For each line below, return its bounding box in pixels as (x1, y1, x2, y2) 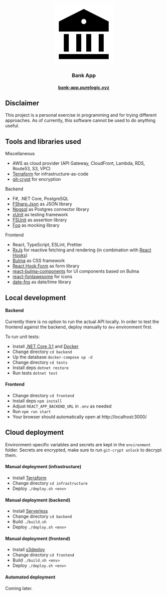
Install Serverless (12, 508, 48, 514)
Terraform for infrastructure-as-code (12, 171, 89, 177)
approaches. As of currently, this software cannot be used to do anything (5, 117, 156, 124)
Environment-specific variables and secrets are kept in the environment (5, 441, 151, 447)
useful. (5, 123, 19, 129)
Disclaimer (5, 99, 39, 107)
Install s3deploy (12, 546, 45, 552)
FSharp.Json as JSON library (12, 201, 72, 207)
